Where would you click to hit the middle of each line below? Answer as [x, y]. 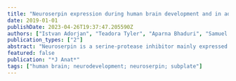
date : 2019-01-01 [33, 20]
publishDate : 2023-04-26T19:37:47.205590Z [70, 27]
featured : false [31, 54]
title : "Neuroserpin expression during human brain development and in [114, 14]
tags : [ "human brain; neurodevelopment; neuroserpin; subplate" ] [105, 66]
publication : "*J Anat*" [44, 60]
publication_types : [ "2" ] [45, 40]
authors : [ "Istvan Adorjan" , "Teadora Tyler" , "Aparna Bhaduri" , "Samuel [118, 33]
